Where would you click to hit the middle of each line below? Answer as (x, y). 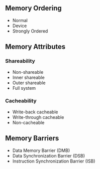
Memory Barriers (32, 138)
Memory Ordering (34, 8)
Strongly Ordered (30, 31)
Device (20, 26)
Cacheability (21, 101)
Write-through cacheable (38, 117)
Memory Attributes (35, 47)
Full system (24, 88)
